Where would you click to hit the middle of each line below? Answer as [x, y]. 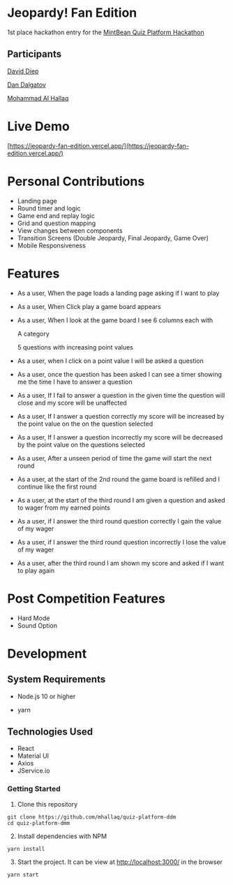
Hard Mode [33, 618]
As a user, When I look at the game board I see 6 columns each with [115, 320]
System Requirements [57, 679]
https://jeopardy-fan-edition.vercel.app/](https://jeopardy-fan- [99, 145]
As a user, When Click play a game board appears [89, 306]
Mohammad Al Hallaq [38, 98]
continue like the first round [57, 487]
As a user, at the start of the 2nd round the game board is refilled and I [118, 479]
